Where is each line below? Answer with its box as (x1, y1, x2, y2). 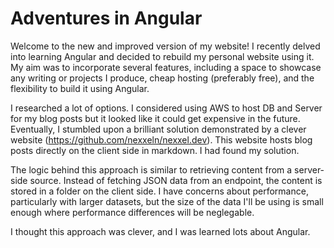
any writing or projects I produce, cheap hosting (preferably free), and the (10, 72, 315, 84)
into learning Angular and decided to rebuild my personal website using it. (10, 50, 315, 62)
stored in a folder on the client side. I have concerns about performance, (10, 185, 309, 197)
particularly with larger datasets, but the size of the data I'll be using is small (10, 195, 324, 207)
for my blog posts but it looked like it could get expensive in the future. (10, 112, 301, 124)
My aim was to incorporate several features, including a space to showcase (10, 61, 322, 73)
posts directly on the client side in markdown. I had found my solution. (10, 144, 300, 156)
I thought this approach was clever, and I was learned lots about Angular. (10, 225, 311, 237)
